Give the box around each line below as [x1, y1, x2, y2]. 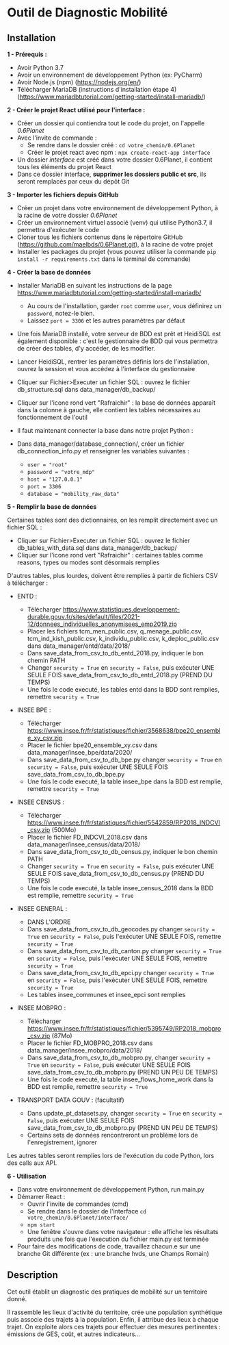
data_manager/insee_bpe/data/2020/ [27, 749, 133, 756]
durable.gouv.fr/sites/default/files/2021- [27, 613, 140, 620]
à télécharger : [7, 579, 49, 587]
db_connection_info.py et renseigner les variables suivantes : [16, 447, 189, 455]
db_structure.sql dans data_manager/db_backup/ [16, 386, 156, 393]
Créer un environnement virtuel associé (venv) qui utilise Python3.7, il [16, 218, 213, 227]
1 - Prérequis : [7, 50, 47, 58]
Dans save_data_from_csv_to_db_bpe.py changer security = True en [27, 755, 222, 764]
